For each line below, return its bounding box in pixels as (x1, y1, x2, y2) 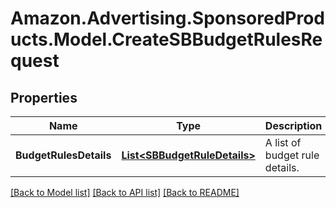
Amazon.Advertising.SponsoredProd (10, 7, 326, 30)
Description (264, 119, 323, 132)
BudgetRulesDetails (15, 148, 112, 162)
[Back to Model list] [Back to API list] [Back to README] (10, 187, 240, 198)
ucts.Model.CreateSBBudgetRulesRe (10, 28, 323, 51)
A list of (264, 136, 302, 149)
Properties (10, 89, 78, 106)
